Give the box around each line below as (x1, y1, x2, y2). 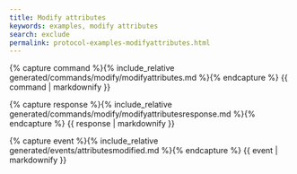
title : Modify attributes (9, 13, 106, 22)
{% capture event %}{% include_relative (9, 135, 159, 146)
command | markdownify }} (9, 82, 110, 92)
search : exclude (9, 30, 70, 39)
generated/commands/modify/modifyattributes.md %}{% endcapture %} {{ (9, 73, 289, 83)
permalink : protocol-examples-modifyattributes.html (9, 38, 211, 48)
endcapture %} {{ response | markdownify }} (9, 118, 175, 129)
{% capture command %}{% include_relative (9, 63, 175, 74)
